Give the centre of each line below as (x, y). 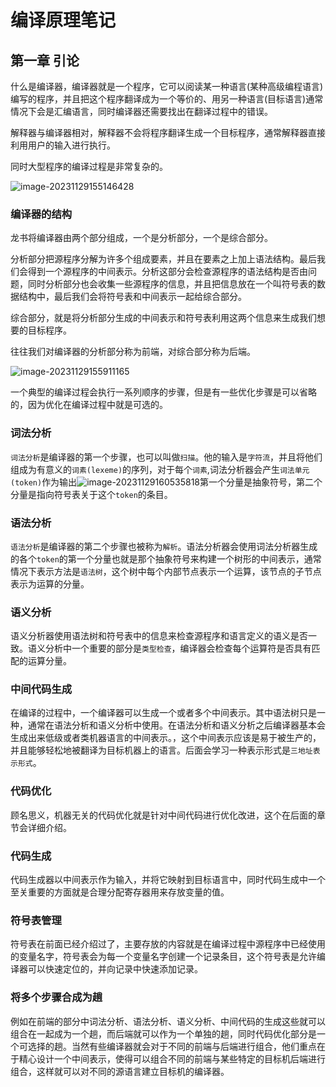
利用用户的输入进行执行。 (63, 145)
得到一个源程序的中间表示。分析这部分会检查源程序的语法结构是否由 (167, 272)
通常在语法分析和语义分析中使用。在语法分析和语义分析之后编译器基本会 (176, 725)
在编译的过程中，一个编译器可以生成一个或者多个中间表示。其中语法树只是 (163, 713)
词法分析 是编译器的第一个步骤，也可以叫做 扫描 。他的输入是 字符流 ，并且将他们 (166, 457)
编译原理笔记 (63, 20)
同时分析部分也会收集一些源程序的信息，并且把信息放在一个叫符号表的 (172, 284)
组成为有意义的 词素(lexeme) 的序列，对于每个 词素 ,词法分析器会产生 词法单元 (160, 469)
